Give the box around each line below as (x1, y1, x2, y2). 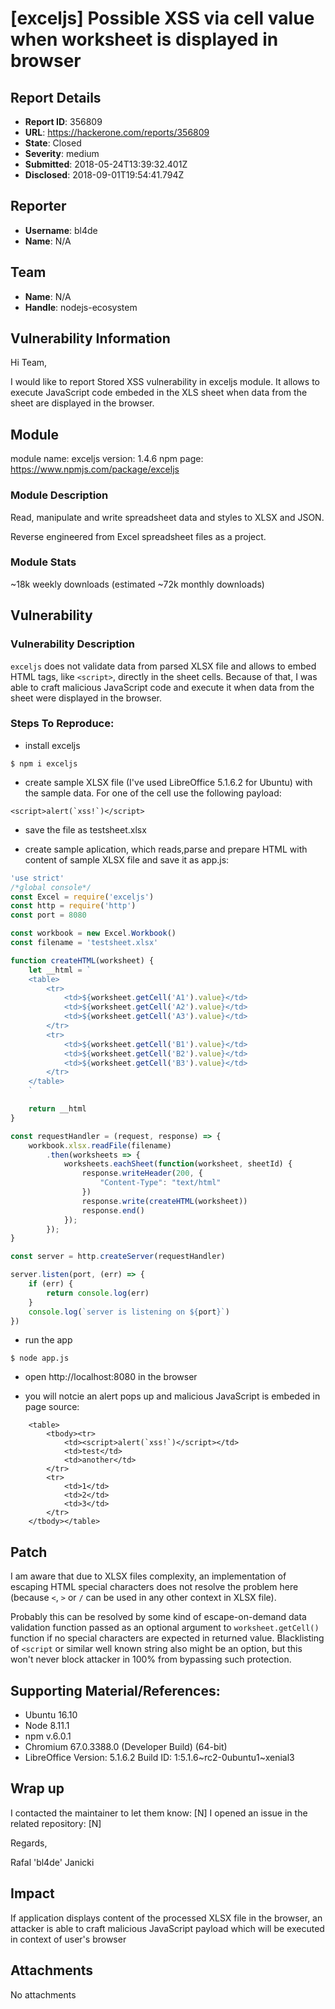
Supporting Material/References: (10, 1682, 221, 1699)
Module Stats (10, 555, 77, 569)
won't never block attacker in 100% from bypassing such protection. (10, 1653, 292, 1666)
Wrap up (10, 1780, 65, 1797)
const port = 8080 (10, 910, 87, 921)
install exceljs (24, 739, 81, 751)
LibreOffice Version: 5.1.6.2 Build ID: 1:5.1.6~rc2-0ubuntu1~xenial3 (24, 1752, 295, 1764)
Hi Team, (10, 357, 48, 369)
